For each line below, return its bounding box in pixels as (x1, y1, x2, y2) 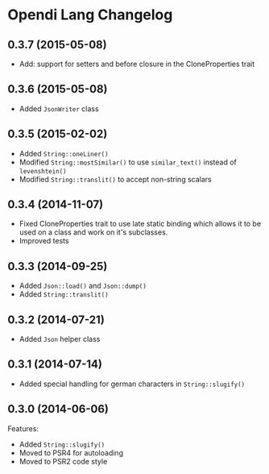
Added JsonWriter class (19, 103, 99, 114)
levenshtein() (19, 167, 67, 175)
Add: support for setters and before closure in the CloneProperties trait (19, 59, 255, 69)
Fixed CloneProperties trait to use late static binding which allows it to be (19, 219, 262, 229)
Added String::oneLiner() (19, 148, 110, 158)
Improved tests (19, 236, 69, 246)
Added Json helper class (19, 335, 101, 344)
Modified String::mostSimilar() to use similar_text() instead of (19, 157, 237, 167)
